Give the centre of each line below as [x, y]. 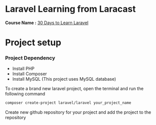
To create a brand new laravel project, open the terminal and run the [75, 89]
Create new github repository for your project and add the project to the [78, 112]
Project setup [33, 43]
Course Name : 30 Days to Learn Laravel [47, 23]
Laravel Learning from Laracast [71, 9]
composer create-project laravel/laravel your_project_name [68, 103]
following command [25, 94]
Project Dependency [30, 58]
